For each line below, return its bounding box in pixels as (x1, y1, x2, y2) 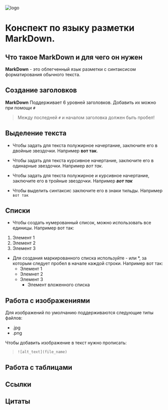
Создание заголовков (5, 86, 77, 95)
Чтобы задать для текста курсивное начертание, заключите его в (12, 157, 154, 163)
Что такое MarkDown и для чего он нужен (5, 53, 143, 61)
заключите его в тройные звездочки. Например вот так (12, 178, 133, 184)
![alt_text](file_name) (17, 349, 68, 355)
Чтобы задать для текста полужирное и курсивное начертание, (12, 172, 149, 178)
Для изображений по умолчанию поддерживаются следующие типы (5, 310, 154, 316)
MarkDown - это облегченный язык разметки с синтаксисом (5, 66, 136, 72)
